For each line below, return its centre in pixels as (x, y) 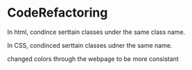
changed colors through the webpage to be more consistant (93, 59)
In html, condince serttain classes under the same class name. (96, 32)
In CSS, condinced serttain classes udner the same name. (90, 45)
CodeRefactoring (58, 13)
